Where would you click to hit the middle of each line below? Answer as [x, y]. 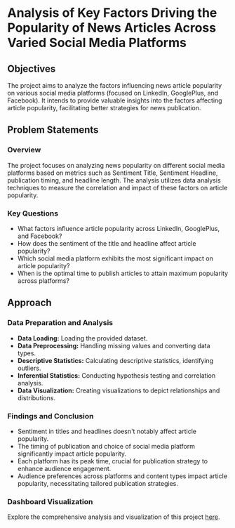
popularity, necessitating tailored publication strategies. [98, 483]
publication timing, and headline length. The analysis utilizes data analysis [114, 180]
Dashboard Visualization [50, 501]
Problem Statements [53, 130]
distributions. [36, 397]
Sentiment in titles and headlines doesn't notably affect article [107, 431]
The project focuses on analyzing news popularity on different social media [116, 165]
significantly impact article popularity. [72, 454]
